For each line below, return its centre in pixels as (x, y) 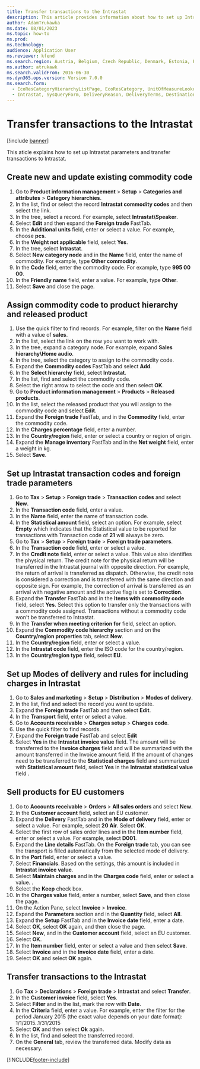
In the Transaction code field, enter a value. (69, 510)
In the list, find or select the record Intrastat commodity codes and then (104, 204)
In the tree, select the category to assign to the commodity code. (95, 360)
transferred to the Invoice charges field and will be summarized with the (104, 748)
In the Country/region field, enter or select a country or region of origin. (103, 436)
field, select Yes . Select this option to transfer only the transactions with (103, 605)
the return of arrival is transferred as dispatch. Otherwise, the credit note (104, 573)
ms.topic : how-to (28, 34)
